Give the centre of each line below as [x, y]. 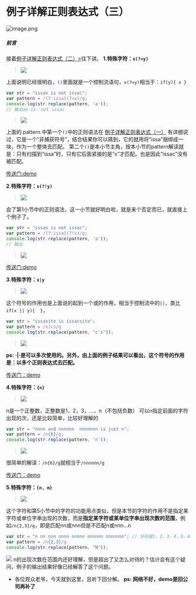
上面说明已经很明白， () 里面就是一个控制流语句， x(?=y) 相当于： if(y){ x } [96, 82]
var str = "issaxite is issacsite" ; [51, 321]
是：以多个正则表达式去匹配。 [42, 362]
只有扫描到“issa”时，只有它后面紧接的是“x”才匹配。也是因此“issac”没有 [102, 154]
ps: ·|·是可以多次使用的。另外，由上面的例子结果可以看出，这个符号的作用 [95, 355]
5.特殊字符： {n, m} [29, 487]
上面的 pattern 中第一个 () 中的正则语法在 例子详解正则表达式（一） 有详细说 [97, 132]
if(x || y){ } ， [27, 310]
